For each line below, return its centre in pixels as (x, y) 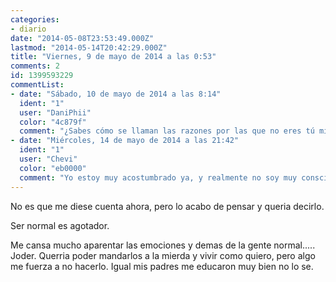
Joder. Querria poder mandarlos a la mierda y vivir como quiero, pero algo (163, 255)
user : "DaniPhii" (55, 112)
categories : (35, 19)
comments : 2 (35, 66)
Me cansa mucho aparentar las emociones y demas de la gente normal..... (163, 245)
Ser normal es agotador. (60, 225)
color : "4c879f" (53, 122)
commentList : (37, 85)
